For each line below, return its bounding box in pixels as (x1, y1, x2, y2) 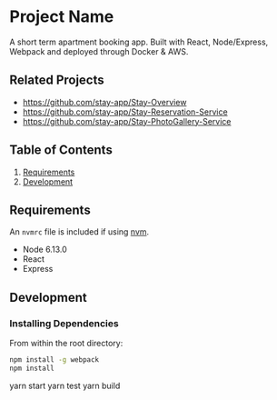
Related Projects (9, 73, 104, 88)
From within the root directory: (9, 338, 124, 349)
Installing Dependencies (9, 316, 120, 329)
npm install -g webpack (9, 355, 100, 365)
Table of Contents (9, 143, 114, 158)
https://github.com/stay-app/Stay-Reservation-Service (22, 106, 229, 117)
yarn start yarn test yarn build (9, 380, 121, 391)
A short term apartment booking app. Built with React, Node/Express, (9, 36, 269, 47)
